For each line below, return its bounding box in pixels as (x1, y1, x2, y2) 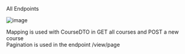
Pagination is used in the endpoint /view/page (6, 41, 121, 48)
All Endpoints (6, 5, 39, 12)
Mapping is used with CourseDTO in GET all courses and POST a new (6, 28, 179, 35)
